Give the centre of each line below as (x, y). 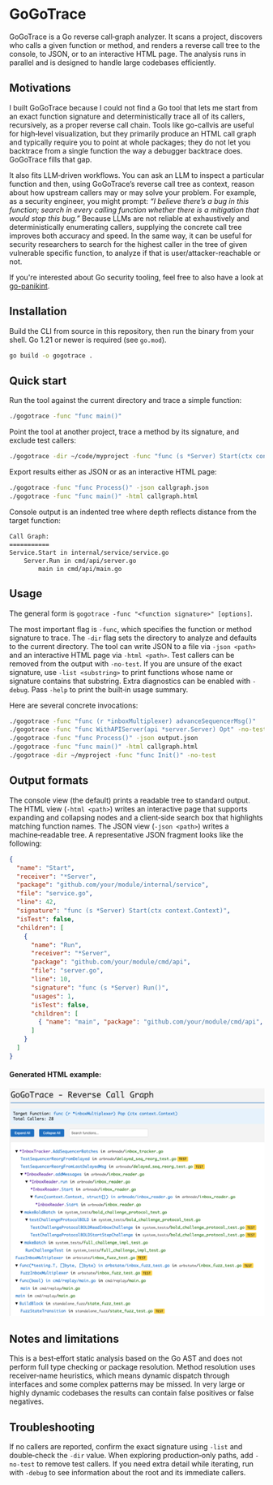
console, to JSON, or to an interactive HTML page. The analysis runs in (128, 54)
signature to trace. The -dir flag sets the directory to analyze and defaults (133, 638)
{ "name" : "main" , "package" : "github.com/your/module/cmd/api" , (151, 1022)
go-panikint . (30, 286)
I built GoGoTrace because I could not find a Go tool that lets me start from (134, 107)
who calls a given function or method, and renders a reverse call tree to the (135, 45)
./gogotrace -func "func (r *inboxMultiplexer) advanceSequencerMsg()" (132, 721)
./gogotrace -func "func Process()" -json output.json (104, 738)
